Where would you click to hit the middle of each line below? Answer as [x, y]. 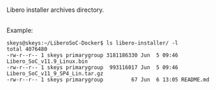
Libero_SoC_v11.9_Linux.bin [47, 61]
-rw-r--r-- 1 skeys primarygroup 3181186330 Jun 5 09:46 [92, 55]
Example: [20, 30]
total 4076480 [27, 49]
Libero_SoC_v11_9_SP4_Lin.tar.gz [55, 73]
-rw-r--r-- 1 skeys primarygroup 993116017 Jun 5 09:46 [92, 67]
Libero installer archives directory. [55, 10]
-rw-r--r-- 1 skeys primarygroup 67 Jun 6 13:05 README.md [108, 80]
